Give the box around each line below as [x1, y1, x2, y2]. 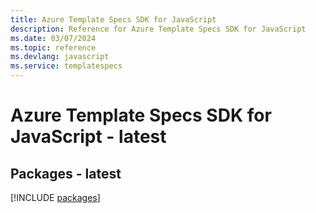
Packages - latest [10, 165, 122, 182]
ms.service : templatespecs [10, 61, 123, 71]
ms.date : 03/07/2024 [10, 33, 97, 43]
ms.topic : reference [10, 42, 97, 53]
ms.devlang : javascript [10, 52, 110, 62]
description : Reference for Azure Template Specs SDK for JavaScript [10, 24, 307, 34]
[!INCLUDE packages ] [10, 192, 101, 203]
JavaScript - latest [10, 126, 167, 148]
